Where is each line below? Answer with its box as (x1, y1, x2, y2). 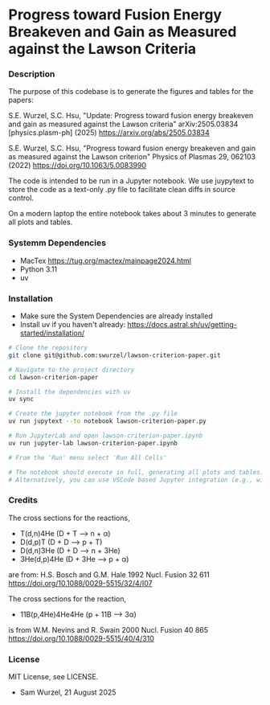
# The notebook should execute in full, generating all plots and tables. (8, 468, 264, 476)
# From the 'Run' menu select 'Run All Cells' (8, 453, 167, 461)
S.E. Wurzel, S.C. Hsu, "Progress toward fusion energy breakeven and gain (8, 143, 256, 154)
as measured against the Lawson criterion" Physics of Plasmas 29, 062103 (8, 152, 256, 162)
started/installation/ (19, 328, 85, 338)
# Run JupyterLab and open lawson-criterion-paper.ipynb (8, 432, 203, 440)
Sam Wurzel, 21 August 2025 (19, 687, 117, 697)
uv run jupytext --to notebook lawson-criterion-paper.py (8, 417, 207, 425)
